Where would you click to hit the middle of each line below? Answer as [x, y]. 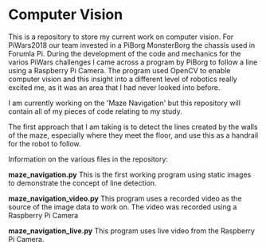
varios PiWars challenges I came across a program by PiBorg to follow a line [133, 62]
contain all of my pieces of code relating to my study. [95, 111]
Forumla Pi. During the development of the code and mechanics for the [125, 53]
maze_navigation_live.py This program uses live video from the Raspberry [131, 230]
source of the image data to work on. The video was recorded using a [123, 207]
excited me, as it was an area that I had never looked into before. [114, 87]
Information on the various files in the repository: [88, 159]
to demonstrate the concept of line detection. [82, 183]
